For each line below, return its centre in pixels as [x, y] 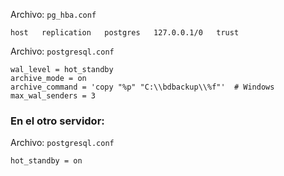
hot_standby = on [46, 161]
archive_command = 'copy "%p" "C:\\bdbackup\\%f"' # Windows [142, 87]
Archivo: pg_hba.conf [53, 14]
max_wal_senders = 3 [53, 96]
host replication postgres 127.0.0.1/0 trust [125, 33]
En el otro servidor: [57, 121]
